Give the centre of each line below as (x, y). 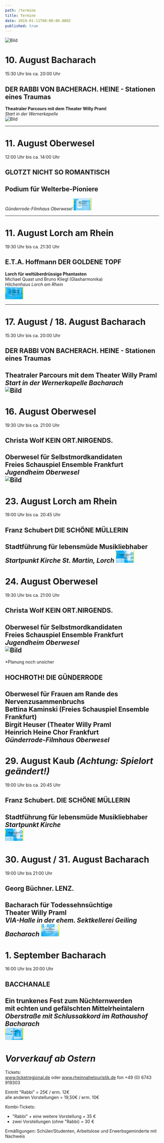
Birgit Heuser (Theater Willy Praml (58, 724)
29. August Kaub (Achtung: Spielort (79, 761)
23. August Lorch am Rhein (61, 501)
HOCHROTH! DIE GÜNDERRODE (54, 677)
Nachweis (15, 1136)
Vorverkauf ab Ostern (51, 1059)
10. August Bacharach (51, 60)
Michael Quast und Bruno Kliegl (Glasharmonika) (54, 279)
